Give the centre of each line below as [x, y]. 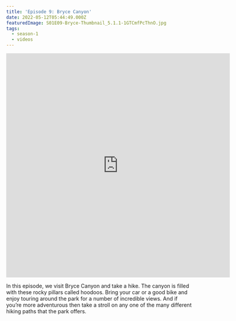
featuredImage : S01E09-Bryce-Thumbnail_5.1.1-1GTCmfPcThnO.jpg [86, 23]
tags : [13, 28]
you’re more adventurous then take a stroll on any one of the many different [99, 305]
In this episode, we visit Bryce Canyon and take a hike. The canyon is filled [98, 286]
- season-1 [25, 34]
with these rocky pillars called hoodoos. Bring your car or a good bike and [97, 292]
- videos [22, 39]
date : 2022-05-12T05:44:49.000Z [46, 17]
